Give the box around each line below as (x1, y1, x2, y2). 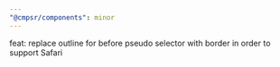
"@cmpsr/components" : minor (9, 13, 116, 22)
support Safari (9, 46, 63, 58)
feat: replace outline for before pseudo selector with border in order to (9, 38, 271, 48)
